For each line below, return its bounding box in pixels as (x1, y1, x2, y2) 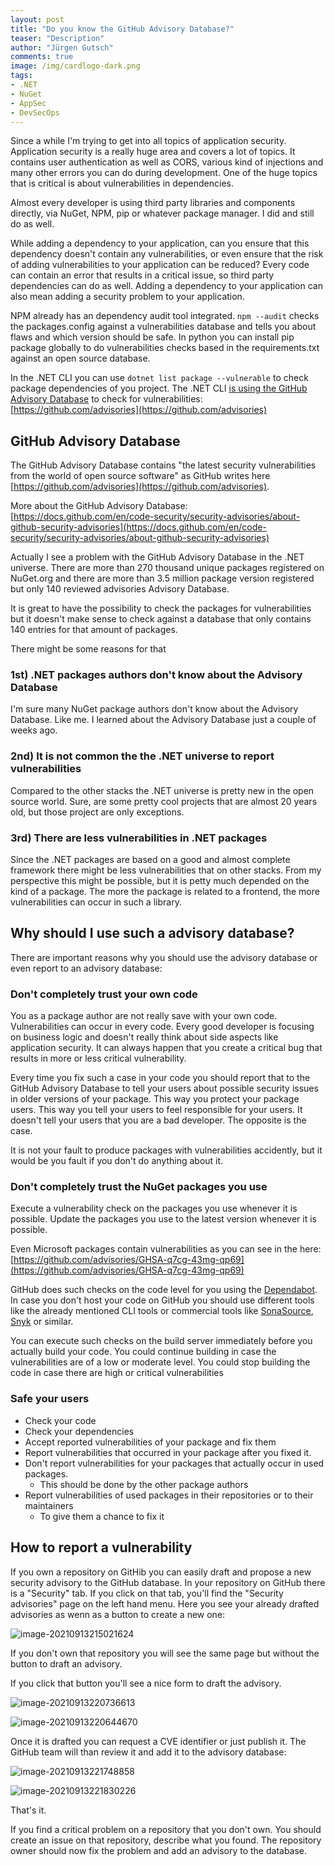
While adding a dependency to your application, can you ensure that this (10, 237, 310, 250)
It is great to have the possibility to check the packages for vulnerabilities (10, 602, 312, 615)
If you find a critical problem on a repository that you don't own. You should (10, 1823, 322, 1835)
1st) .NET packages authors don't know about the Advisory (10, 668, 303, 682)
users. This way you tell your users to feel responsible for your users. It (10, 1104, 303, 1116)
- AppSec (10, 98, 47, 108)
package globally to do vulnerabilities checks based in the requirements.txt (10, 342, 320, 354)
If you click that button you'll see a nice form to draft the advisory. (10, 1677, 282, 1689)
